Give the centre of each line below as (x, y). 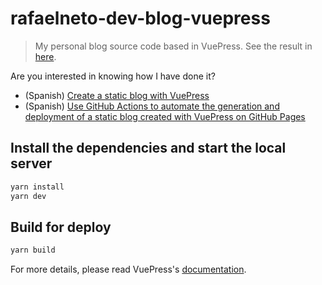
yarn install (37, 187)
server (31, 163)
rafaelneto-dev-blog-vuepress (140, 18)
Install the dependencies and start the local (148, 148)
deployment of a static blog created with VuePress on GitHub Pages (165, 116)
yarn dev (28, 196)
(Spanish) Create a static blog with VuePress (117, 95)
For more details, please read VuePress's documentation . (128, 269)
